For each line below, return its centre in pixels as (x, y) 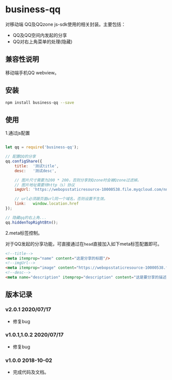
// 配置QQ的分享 (21, 157)
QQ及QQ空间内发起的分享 (40, 35)
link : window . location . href (47, 204)
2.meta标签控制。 (24, 233)
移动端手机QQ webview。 (32, 72)
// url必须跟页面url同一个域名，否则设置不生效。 (61, 199)
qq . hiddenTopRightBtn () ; (32, 222)
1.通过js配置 (18, 133)
